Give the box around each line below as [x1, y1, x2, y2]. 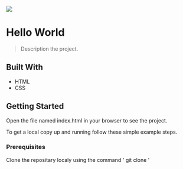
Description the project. [20, 45, 79, 52]
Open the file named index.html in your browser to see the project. [6, 117, 168, 124]
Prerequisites [6, 143, 45, 151]
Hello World [6, 26, 65, 39]
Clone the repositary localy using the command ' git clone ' [6, 156, 150, 163]
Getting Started [6, 101, 64, 111]
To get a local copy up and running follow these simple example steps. [6, 128, 178, 135]
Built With [6, 62, 43, 72]
